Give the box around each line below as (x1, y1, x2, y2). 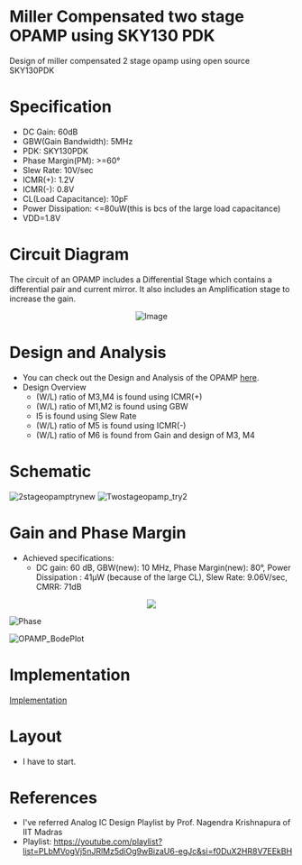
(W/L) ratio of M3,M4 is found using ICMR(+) (35, 391, 203, 402)
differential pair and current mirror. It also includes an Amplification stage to (9, 283, 290, 294)
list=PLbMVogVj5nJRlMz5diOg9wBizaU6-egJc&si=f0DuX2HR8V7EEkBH (22, 846, 293, 857)
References (9, 787, 97, 808)
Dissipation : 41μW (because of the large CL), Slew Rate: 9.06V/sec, (35, 571, 288, 583)
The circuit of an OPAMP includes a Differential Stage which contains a (9, 273, 272, 285)
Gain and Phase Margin (9, 522, 187, 543)
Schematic (9, 461, 92, 482)
